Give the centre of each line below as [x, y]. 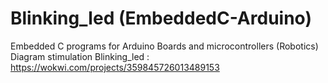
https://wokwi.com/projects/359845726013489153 [115, 67]
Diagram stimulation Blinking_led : [80, 56]
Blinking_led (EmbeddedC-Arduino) [161, 18]
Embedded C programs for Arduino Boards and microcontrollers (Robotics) [164, 46]
